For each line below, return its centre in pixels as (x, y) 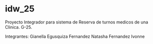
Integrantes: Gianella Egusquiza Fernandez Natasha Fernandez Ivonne (75, 36)
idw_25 (20, 9)
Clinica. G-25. (19, 27)
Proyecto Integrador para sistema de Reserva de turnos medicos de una (77, 22)
